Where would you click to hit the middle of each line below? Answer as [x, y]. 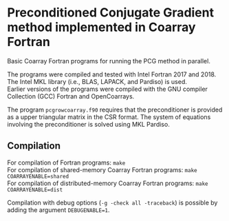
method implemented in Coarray [101, 27]
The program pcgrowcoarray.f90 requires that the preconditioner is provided [115, 109]
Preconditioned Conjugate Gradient [111, 13]
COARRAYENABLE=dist [35, 190]
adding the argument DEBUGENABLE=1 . [58, 210]
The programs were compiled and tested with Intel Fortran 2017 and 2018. [112, 74]
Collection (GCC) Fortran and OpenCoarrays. [71, 96]
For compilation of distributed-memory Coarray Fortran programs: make [108, 183]
